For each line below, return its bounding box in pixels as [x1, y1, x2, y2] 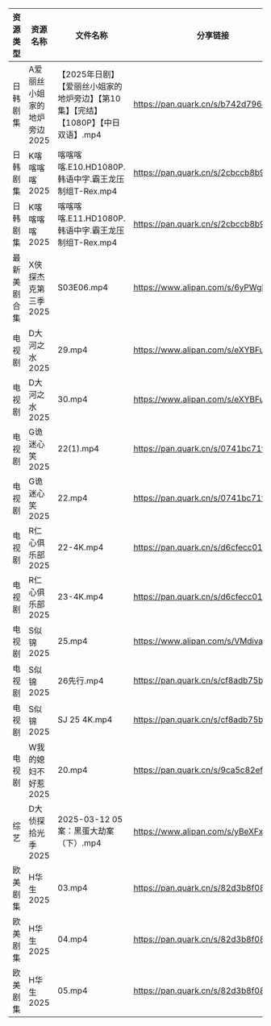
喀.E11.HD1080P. [57, 213, 126, 224]
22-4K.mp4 [57, 542, 104, 553]
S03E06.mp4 [57, 282, 109, 293]
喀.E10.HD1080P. [57, 161, 126, 172]
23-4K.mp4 [57, 592, 104, 602]
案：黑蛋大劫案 [57, 825, 115, 837]
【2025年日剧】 [57, 69, 119, 80]
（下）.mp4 [57, 837, 102, 849]
